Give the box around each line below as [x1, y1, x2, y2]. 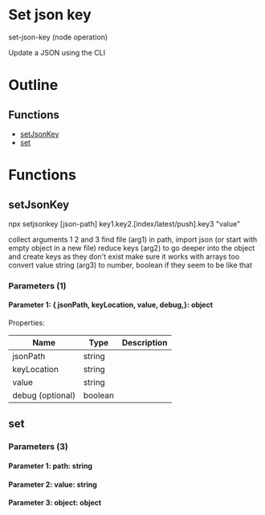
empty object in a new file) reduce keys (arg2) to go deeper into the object [8, 243, 255, 252]
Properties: [8, 318, 46, 328]
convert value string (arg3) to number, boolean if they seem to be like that [8, 260, 253, 270]
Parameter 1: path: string [8, 460, 93, 471]
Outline [8, 76, 59, 94]
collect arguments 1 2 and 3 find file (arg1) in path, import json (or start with [8, 235, 258, 244]
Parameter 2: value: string [8, 480, 98, 489]
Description [121, 337, 168, 349]
